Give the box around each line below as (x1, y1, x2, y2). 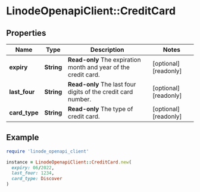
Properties (6, 28, 46, 38)
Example (6, 132, 39, 143)
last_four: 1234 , (11, 170, 55, 176)
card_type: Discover (11, 176, 62, 182)
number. (67, 95, 92, 103)
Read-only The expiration (67, 55, 141, 64)
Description (90, 46, 124, 54)
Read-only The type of (67, 105, 133, 113)
